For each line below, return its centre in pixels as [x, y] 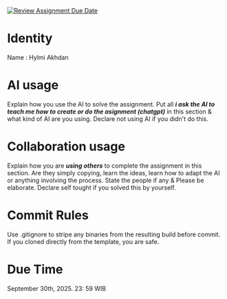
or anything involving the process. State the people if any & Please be [106, 180]
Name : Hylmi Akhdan [38, 57]
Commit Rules [48, 215]
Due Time [35, 269]
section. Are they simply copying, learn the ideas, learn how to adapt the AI [113, 173]
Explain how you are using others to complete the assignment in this [105, 166]
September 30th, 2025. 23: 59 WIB [57, 288]
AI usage [33, 85]
